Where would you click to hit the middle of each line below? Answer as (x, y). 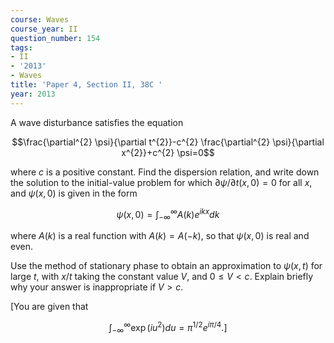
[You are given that (49, 307)
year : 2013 (33, 94)
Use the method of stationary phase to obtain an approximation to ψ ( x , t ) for (166, 266)
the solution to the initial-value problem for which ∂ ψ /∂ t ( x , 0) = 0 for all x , (161, 182)
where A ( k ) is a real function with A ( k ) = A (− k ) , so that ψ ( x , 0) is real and (160, 236)
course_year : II (44, 29)
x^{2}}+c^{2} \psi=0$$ (168, 152)
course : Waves (40, 19)
